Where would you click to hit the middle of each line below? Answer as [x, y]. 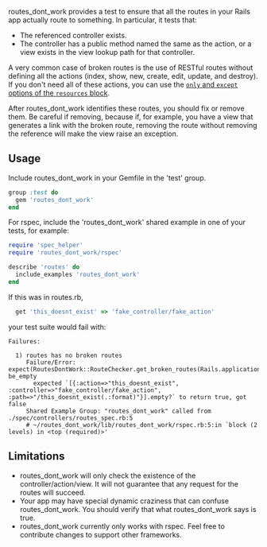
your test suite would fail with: [57, 327]
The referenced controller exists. [73, 35]
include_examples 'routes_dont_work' [78, 275]
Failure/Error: [51, 362]
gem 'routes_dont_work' [54, 200]
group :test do [33, 192]
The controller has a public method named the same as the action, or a [135, 44]
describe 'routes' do [44, 267]
